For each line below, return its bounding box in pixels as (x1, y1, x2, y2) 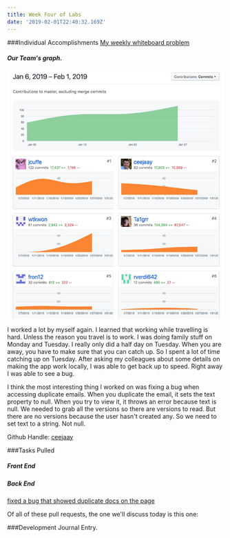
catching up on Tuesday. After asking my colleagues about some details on (7, 355, 220, 363)
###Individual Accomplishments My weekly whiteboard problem (7, 38, 190, 46)
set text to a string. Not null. (7, 419, 86, 428)
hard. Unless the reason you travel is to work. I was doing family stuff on (7, 332, 212, 341)
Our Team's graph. (7, 54, 63, 62)
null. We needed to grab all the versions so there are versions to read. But (7, 404, 216, 413)
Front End (7, 462, 36, 470)
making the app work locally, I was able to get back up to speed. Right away (7, 362, 222, 370)
